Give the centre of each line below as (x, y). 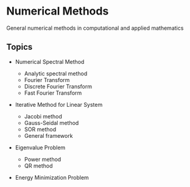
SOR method (40, 129)
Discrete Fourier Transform (58, 86)
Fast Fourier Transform (53, 93)
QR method (38, 166)
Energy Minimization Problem (52, 177)
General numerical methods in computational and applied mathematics (95, 28)
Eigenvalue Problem (40, 148)
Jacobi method (43, 116)
